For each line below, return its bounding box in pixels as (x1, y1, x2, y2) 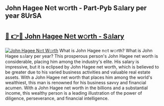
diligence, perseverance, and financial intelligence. (5, 96, 109, 101)
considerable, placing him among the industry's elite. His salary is (5, 59, 140, 65)
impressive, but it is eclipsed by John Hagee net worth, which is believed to (5, 64, 160, 70)
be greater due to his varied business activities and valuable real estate (5, 69, 151, 75)
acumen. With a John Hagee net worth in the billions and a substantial (5, 85, 148, 91)
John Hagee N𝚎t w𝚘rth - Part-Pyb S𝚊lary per (5, 4, 147, 12)
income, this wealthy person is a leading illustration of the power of (5, 90, 142, 96)
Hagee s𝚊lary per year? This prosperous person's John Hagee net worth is (5, 53, 159, 59)
